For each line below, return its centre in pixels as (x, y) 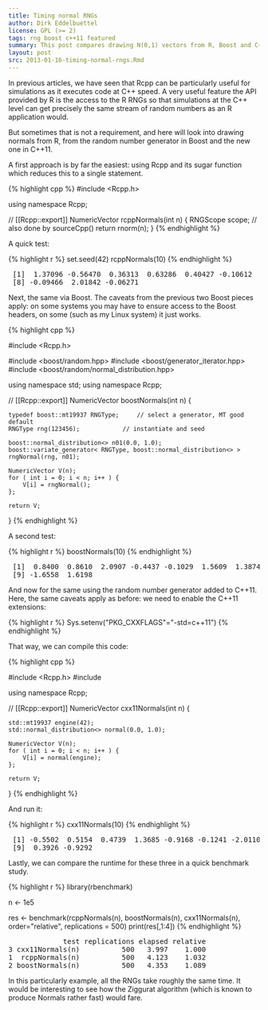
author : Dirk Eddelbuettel (53, 23)
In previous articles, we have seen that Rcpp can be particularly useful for (130, 83)
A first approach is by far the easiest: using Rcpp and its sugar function (125, 164)
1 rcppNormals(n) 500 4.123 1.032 (107, 957)
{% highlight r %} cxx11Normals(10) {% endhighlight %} (99, 824)
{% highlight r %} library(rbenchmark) (71, 886)
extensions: (27, 607)
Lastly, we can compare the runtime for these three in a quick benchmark (129, 862)
